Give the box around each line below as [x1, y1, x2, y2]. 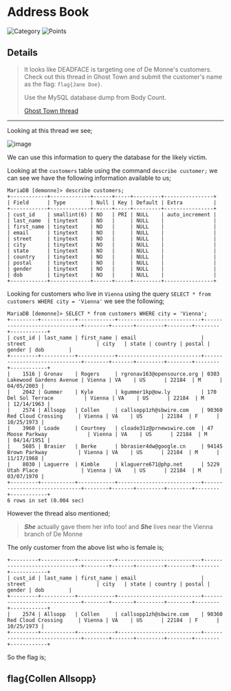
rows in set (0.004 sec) [13, 497, 85, 504]
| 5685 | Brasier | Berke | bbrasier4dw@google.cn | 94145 [7, 442, 223, 450]
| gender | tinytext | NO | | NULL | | [7, 265, 217, 272]
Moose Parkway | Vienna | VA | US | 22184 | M [7, 431, 208, 437]
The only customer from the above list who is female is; [7, 543, 164, 551]
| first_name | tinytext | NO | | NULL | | [7, 223, 217, 230]
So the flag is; [7, 652, 47, 661]
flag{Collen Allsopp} [7, 673, 97, 685]
